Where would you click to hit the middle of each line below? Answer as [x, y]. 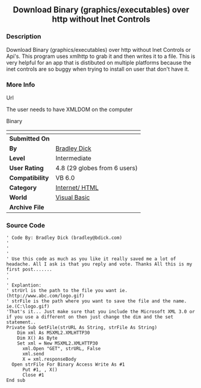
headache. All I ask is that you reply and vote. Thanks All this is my [99, 264]
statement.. [21, 322]
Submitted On [29, 138]
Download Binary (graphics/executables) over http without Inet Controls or [99, 49]
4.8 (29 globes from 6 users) [97, 168]
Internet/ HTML [77, 188]
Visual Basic [73, 197]
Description [24, 37]
